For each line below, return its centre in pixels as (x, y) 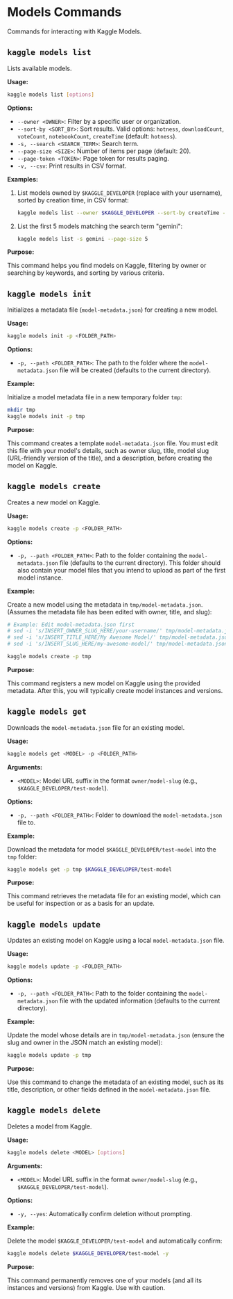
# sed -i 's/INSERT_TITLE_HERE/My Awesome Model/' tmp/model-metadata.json (119, 637)
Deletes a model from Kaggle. (50, 1126)
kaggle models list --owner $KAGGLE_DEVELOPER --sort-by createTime (118, 213)
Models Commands (64, 12)
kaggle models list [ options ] (51, 95)
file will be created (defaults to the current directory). (135, 370)
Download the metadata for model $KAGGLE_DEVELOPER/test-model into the (112, 849)
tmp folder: (22, 856)
